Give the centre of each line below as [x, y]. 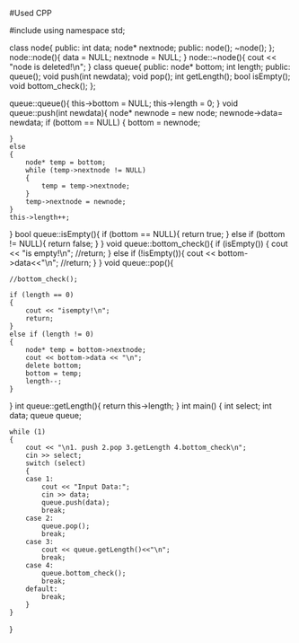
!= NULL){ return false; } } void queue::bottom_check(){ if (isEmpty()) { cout [149, 243]
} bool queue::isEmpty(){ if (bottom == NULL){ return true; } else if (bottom [147, 234]
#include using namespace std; [67, 30]
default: [42, 589]
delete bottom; [54, 366]
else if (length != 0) [52, 334]
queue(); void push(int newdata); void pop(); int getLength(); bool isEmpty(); [150, 76]
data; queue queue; [46, 415]
